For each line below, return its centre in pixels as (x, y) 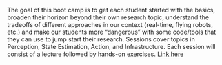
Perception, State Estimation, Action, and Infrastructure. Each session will (111, 47)
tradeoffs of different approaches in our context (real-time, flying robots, (110, 25)
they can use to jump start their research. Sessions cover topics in (101, 39)
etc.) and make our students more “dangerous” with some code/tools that (112, 32)
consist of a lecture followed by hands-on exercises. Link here (95, 54)
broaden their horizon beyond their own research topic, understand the (108, 17)
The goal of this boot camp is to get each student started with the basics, (111, 10)
